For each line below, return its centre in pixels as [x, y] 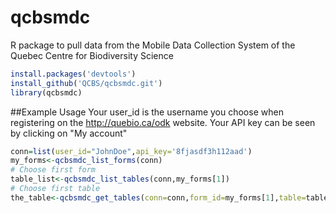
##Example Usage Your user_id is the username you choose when [147, 112]
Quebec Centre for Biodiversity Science [92, 55]
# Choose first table [55, 189]
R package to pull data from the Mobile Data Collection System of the [153, 45]
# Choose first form [53, 170]
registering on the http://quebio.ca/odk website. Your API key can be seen [163, 122]
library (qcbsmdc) [46, 92]
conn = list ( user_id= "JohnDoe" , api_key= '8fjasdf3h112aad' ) [131, 151]
